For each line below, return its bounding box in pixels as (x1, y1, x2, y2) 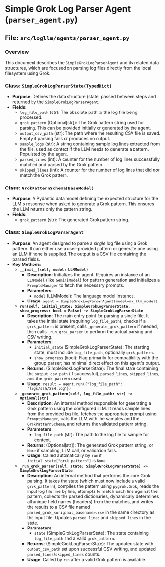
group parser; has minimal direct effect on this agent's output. (34, 360, 160, 366)
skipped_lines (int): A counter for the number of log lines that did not (19, 167, 160, 173)
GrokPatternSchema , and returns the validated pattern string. (27, 421, 148, 427)
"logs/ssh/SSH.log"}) (27, 386, 71, 391)
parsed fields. (12, 256, 40, 262)
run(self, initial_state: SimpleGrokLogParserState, (19, 304, 131, 309)
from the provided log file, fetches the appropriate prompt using (27, 411, 157, 416)
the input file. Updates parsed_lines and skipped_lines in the (27, 514, 151, 520)
